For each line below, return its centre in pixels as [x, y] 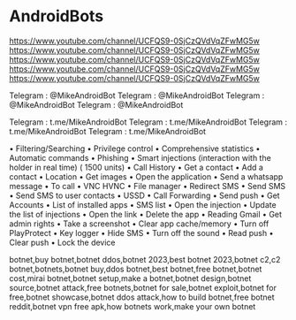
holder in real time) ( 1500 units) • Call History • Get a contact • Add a [136, 167]
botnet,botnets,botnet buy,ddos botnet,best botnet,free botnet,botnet [136, 269]
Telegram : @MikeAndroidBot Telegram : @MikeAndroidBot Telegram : [137, 95]
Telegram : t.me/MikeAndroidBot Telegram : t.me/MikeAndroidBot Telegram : [148, 122]
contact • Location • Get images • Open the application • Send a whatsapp [146, 176]
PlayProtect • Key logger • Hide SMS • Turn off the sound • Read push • [141, 232]
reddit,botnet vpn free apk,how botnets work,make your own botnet [133, 306]
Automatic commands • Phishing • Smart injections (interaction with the [140, 157]
